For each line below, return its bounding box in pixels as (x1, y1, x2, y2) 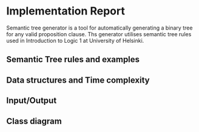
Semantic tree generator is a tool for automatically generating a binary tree (6, 24, 193, 31)
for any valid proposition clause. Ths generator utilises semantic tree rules (6, 30, 192, 37)
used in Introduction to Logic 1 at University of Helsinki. (6, 37, 144, 44)
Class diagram (6, 116, 62, 126)
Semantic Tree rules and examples (6, 54, 140, 64)
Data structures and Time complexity (6, 75, 150, 85)
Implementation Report (6, 4, 126, 18)
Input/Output (6, 95, 57, 106)
